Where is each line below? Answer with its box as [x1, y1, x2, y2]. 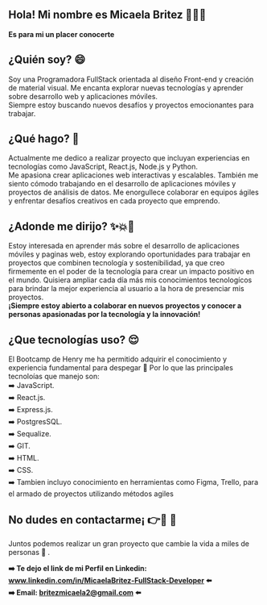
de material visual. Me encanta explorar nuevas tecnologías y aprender [8, 82, 244, 93]
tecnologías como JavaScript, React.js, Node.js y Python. [8, 162, 199, 172]
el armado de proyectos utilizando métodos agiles [8, 489, 175, 499]
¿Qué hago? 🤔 [8, 132, 80, 146]
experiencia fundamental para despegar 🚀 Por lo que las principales [8, 363, 233, 373]
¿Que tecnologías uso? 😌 [8, 332, 139, 347]
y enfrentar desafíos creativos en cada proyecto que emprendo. [8, 196, 220, 206]
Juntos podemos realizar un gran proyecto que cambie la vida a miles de [8, 538, 250, 549]
